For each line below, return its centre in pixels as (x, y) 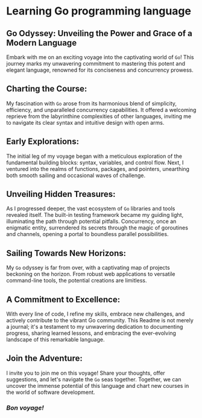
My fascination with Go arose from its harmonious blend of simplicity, (91, 103)
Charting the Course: (47, 89)
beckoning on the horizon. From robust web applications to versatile (91, 274)
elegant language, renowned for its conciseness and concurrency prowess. (100, 70)
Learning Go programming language (99, 11)
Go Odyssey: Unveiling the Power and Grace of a (99, 33)
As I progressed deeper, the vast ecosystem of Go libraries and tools (91, 208)
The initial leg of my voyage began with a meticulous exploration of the (94, 156)
